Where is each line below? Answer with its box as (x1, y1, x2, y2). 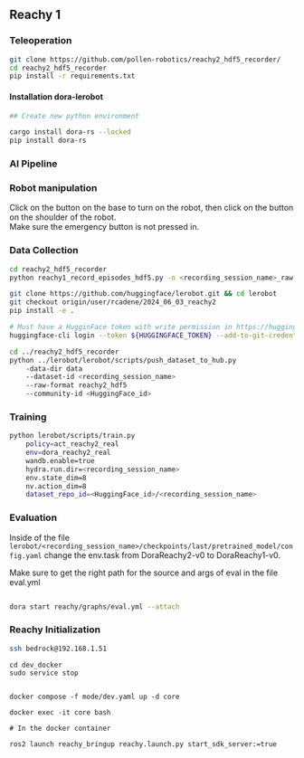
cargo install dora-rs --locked (9, 128, 131, 137)
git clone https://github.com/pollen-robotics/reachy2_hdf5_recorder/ (9, 54, 281, 64)
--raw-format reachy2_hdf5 (25, 381, 128, 390)
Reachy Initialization (9, 623, 101, 636)
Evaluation (9, 511, 57, 524)
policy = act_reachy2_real (25, 440, 119, 449)
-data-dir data (25, 364, 83, 374)
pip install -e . (9, 307, 75, 316)
